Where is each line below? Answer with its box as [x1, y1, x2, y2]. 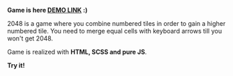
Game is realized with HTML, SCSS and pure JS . [7, 48, 147, 56]
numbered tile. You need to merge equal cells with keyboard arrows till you [7, 27, 222, 35]
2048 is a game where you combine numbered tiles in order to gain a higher [7, 20, 226, 27]
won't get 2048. [7, 34, 54, 43]
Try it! [7, 61, 25, 69]
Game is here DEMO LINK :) [7, 6, 88, 14]
